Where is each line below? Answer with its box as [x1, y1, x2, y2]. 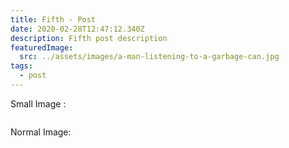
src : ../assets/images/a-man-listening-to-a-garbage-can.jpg [19, 52, 280, 62]
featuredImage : [10, 42, 74, 53]
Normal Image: [10, 126, 72, 138]
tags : [10, 61, 33, 71]
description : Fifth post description [10, 33, 168, 43]
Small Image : [10, 97, 67, 110]
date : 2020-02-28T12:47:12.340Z [10, 24, 145, 34]
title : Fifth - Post [10, 14, 97, 25]
